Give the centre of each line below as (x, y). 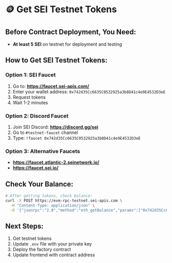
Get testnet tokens (32, 238)
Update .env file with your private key (52, 244)
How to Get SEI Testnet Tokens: (56, 60)
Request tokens (29, 97)
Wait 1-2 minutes (30, 102)
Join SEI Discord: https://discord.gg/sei (56, 127)
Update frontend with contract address (54, 255)
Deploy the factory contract (42, 250)
